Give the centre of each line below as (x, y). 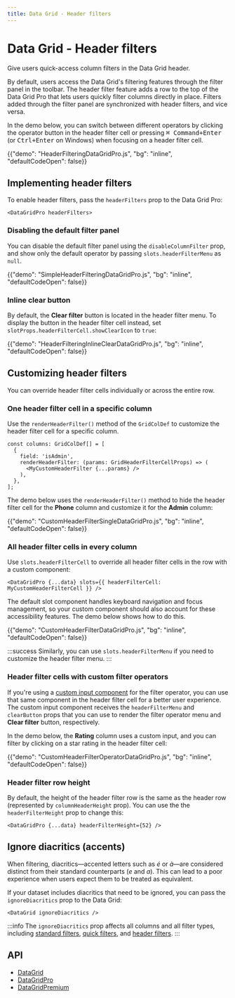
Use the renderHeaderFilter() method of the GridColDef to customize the (113, 424)
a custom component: (39, 570)
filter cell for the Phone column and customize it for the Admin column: (110, 508)
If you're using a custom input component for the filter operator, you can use (118, 692)
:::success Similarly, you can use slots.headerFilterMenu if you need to (110, 651)
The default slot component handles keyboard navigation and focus (105, 602)
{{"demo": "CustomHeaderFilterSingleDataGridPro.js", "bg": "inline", (106, 521)
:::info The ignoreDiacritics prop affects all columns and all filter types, (111, 926)
